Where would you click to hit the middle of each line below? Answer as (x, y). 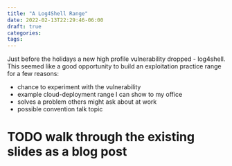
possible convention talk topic (60, 109)
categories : (24, 33)
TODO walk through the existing (101, 137)
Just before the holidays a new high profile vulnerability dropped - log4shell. (116, 59)
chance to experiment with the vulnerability (79, 87)
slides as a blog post (67, 152)
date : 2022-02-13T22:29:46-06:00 (55, 20)
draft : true (24, 26)
